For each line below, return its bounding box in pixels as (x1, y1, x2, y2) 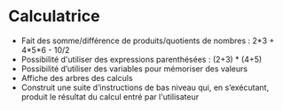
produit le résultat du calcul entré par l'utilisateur (20, 91, 200, 102)
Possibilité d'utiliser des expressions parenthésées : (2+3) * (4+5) (20, 54, 263, 64)
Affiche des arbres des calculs (20, 72, 134, 83)
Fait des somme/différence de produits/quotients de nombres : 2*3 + (20, 35, 275, 46)
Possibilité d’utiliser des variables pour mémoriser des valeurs (20, 63, 248, 74)
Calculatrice (8, 6, 100, 26)
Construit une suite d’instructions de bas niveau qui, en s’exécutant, (20, 82, 270, 92)
